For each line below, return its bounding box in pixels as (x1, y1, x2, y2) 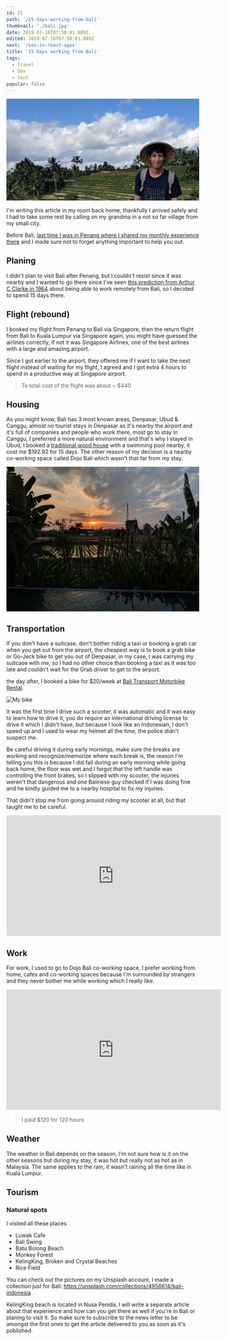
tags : (6, 55, 20, 61)
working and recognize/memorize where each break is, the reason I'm (6, 752, 184, 760)
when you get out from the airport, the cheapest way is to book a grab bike (6, 646, 196, 654)
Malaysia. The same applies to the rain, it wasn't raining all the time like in (6, 1163, 192, 1170)
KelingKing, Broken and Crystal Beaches (15, 1257, 117, 1265)
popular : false (6, 81, 45, 87)
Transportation (6, 623, 65, 634)
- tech (12, 74, 29, 81)
